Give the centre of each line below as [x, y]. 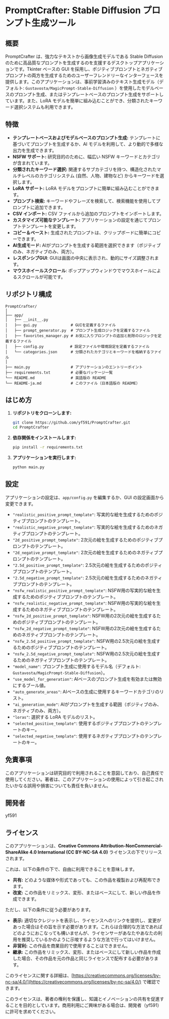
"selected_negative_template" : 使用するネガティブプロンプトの [78, 736]
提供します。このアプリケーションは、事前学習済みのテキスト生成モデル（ [82, 82]
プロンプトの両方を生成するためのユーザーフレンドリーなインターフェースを [84, 75]
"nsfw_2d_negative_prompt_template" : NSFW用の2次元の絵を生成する [84, 628]
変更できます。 [21, 504]
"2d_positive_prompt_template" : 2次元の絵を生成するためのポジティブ [86, 540]
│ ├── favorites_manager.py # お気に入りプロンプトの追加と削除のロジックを [81, 336]
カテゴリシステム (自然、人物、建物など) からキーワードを [99, 176]
